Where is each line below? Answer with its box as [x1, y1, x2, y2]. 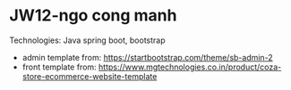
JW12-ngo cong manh [9, 5, 177, 26]
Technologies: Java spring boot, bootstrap [9, 35, 166, 45]
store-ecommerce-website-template [21, 70, 158, 81]
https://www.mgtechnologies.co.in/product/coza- [98, 61, 282, 72]
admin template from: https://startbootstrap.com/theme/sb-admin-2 [21, 52, 273, 62]
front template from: [21, 61, 97, 72]
